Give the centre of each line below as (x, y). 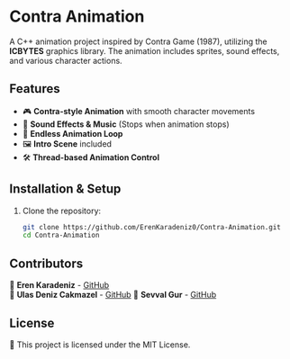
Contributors (46, 263)
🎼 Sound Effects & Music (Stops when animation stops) (126, 124)
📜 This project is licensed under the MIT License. (100, 345)
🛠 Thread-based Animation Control (91, 157)
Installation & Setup (65, 189)
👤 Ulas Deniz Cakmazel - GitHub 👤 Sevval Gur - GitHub (113, 295)
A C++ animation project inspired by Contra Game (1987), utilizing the (138, 41)
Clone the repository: (62, 211)
